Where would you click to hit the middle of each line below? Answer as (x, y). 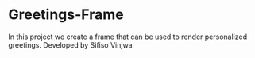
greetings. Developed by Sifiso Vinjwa (70, 44)
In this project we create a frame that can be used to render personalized (128, 37)
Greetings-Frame (66, 15)
